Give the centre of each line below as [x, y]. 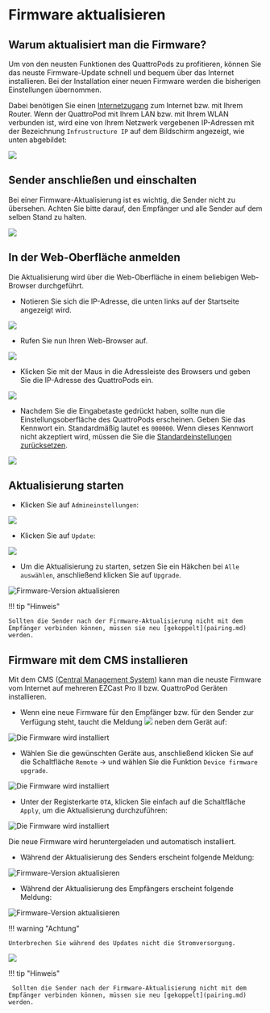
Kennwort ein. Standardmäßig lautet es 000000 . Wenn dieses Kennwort [137, 428]
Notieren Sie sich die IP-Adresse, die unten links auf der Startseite [129, 301]
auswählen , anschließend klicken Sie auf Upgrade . [100, 575]
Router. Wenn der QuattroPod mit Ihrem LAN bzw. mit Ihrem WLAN [119, 114]
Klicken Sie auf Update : [58, 536]
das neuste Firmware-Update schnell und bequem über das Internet [121, 73]
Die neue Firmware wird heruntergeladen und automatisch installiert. [122, 842]
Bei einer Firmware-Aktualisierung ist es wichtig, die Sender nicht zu [122, 200]
